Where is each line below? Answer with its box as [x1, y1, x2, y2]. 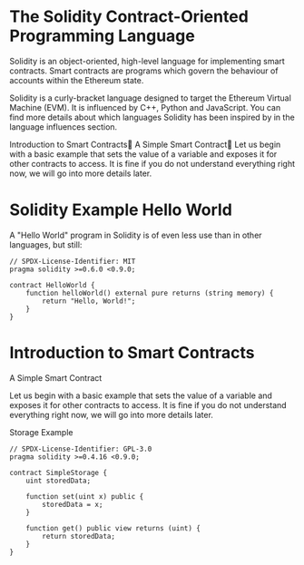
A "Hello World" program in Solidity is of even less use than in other [9, 229, 262, 240]
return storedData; [42, 531, 116, 541]
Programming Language [9, 25, 195, 46]
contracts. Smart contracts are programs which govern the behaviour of [9, 65, 279, 76]
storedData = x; [42, 500, 103, 509]
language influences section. [9, 121, 118, 132]
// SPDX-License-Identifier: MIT [9, 257, 136, 266]
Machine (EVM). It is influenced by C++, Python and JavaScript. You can [9, 102, 281, 112]
